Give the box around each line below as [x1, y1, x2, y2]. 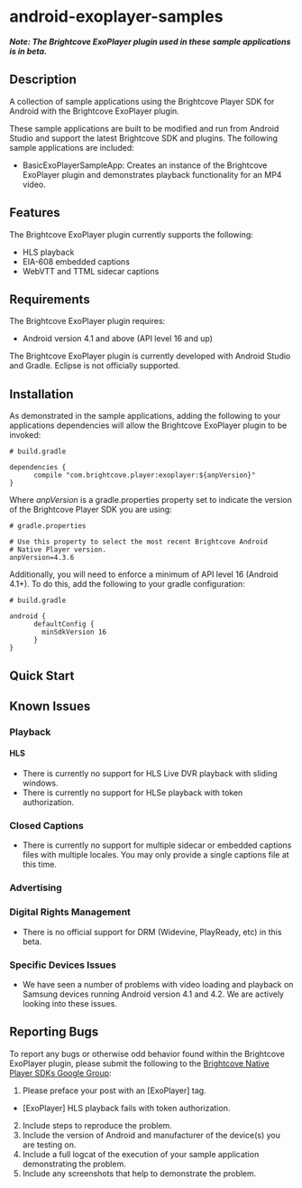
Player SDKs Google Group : [9, 1067, 112, 1078]
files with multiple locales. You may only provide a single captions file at [22, 849, 290, 860]
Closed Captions [9, 820, 84, 832]
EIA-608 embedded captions [22, 255, 131, 267]
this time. [22, 859, 57, 870]
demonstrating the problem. [22, 1158, 126, 1169]
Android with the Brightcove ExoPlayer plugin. [9, 106, 180, 116]
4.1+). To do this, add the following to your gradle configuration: [9, 579, 245, 589]
